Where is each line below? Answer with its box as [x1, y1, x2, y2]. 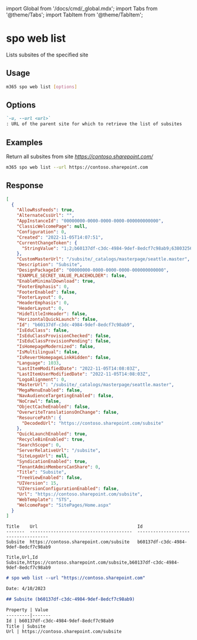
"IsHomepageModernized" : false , [16, 344, 96, 350]
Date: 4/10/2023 [6, 586, 46, 592]
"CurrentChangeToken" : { [16, 240, 77, 246]
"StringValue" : [21, 245, 59, 252]
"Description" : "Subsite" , [16, 262, 83, 268]
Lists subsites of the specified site [6, 51, 89, 58]
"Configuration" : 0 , [16, 229, 67, 234]
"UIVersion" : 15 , [16, 480, 59, 487]
